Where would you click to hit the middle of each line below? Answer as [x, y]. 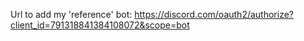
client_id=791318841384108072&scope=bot [100, 25]
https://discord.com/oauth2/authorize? [214, 14]
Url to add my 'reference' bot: [71, 14]
